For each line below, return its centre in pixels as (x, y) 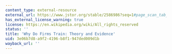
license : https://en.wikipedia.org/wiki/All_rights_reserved (72, 24)
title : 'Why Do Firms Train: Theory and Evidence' (60, 34)
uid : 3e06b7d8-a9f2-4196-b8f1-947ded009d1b (52, 39)
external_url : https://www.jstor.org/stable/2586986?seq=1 (70, 15)
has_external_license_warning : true (44, 20)
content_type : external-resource (41, 10)
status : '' (17, 29)
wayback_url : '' (23, 44)
